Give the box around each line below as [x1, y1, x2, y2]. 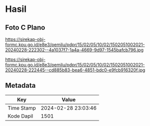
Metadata [5, 81, 36, 90]
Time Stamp [7, 104, 36, 111]
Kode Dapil [7, 113, 33, 120]
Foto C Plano [5, 23, 45, 32]
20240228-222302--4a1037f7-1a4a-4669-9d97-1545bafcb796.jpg [5, 47, 144, 53]
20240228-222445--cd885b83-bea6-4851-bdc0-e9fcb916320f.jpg [5, 67, 146, 73]
